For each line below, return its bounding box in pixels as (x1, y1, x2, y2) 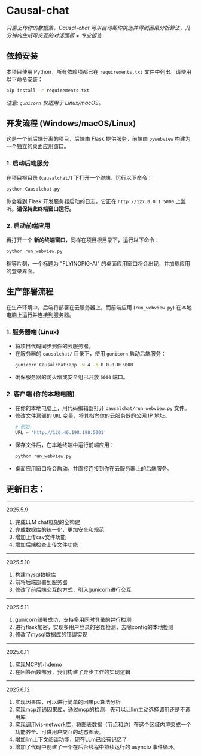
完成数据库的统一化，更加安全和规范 (14, 526, 105, 533)
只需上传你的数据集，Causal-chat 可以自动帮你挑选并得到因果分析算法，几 (6, 24, 191, 31)
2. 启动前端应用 (6, 221, 51, 230)
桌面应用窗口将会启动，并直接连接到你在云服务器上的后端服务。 (14, 465, 172, 472)
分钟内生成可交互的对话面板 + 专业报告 (6, 31, 102, 39)
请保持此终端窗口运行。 (17, 205, 75, 212)
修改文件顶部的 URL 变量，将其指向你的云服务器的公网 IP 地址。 (14, 412, 170, 420)
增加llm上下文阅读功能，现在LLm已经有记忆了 (14, 736, 127, 743)
